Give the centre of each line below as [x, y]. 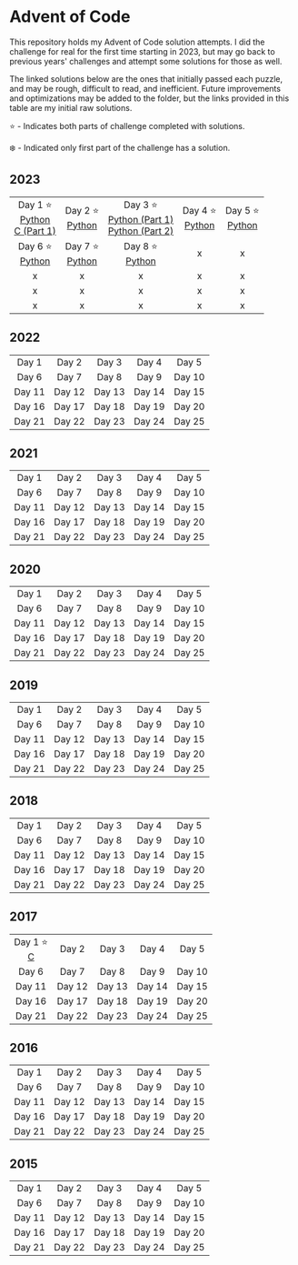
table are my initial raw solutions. [71, 107]
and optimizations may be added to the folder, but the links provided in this [149, 98]
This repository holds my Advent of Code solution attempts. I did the [137, 42]
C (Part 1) [35, 231]
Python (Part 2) [141, 231]
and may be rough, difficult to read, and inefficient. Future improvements [145, 88]
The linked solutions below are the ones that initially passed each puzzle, [146, 78]
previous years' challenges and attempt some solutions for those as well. [146, 61]
